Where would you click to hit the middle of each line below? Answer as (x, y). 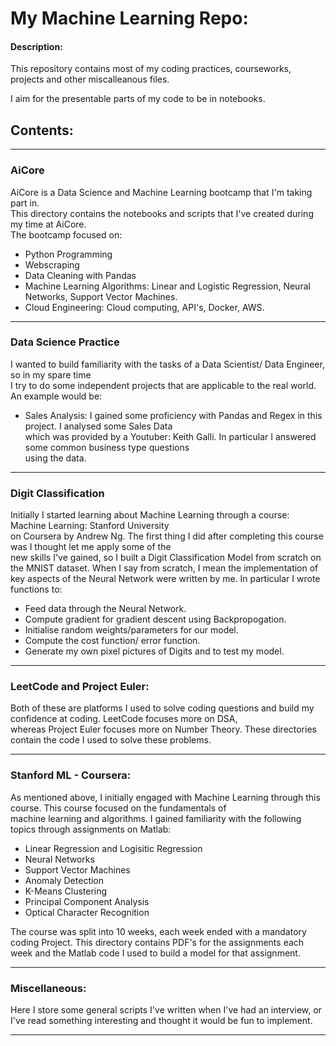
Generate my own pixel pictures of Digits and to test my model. (154, 651)
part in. (25, 203)
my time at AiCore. (48, 224)
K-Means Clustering (66, 891)
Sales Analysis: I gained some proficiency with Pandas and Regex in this (173, 415)
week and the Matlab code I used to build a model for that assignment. (155, 953)
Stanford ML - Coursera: (71, 775)
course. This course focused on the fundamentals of (118, 808)
